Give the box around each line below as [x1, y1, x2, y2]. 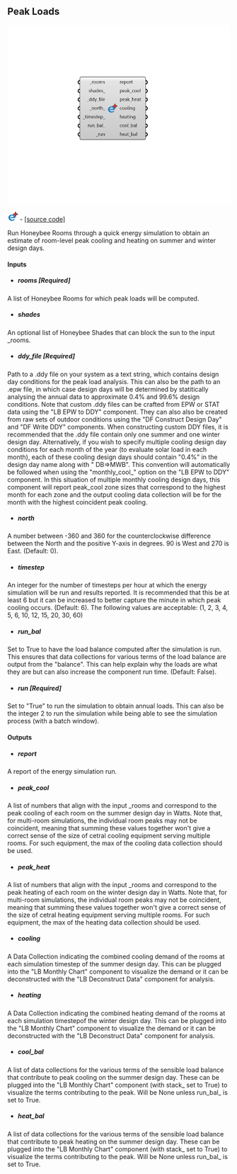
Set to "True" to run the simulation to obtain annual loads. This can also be [7, 701, 224, 711]
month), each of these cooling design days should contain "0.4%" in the [7, 453, 218, 461]
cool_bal [17, 1048, 44, 1056]
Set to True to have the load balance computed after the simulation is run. [7, 645, 221, 654]
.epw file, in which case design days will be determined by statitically [7, 385, 209, 393]
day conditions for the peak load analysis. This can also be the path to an [7, 377, 221, 385]
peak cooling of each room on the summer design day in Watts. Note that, [7, 808, 223, 817]
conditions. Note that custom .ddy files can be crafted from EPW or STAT [7, 400, 221, 408]
